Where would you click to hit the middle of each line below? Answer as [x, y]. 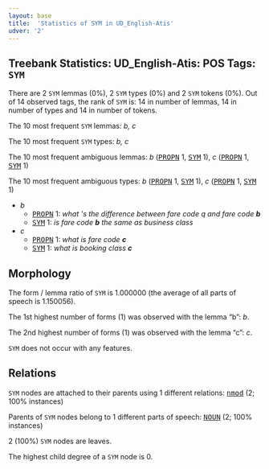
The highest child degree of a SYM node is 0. [81, 456]
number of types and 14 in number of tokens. [83, 110]
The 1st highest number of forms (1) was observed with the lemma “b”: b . [129, 317]
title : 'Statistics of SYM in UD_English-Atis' [91, 23]
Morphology [40, 273]
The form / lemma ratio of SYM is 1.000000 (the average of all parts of [122, 293]
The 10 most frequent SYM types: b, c [69, 142]
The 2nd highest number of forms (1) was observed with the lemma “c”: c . [130, 332]
